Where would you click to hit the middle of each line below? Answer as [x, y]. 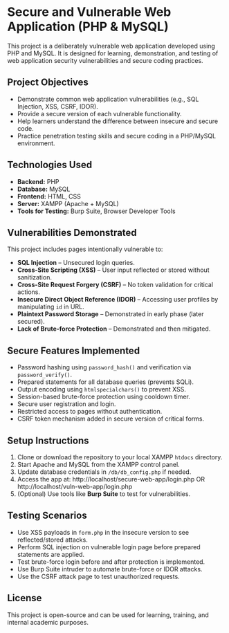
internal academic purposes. [48, 622]
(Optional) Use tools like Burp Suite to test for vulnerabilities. [104, 494]
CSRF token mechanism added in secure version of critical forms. [111, 419]
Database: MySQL [44, 189]
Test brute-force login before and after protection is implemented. [111, 562]
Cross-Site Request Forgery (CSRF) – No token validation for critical [115, 285]
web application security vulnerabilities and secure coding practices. [105, 60]
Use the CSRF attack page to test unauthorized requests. [98, 576]
